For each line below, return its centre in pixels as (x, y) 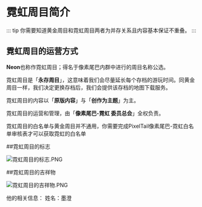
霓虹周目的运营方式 (42, 51)
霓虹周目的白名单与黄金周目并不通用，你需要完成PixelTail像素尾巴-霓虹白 (98, 126)
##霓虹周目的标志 (28, 146)
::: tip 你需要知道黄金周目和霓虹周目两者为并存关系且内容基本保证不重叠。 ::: (101, 30)
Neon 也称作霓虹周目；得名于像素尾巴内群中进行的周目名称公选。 (88, 67)
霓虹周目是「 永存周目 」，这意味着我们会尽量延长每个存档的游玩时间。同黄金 (101, 80)
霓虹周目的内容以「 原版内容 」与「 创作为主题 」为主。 (73, 100)
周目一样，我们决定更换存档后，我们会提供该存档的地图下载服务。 (89, 87)
